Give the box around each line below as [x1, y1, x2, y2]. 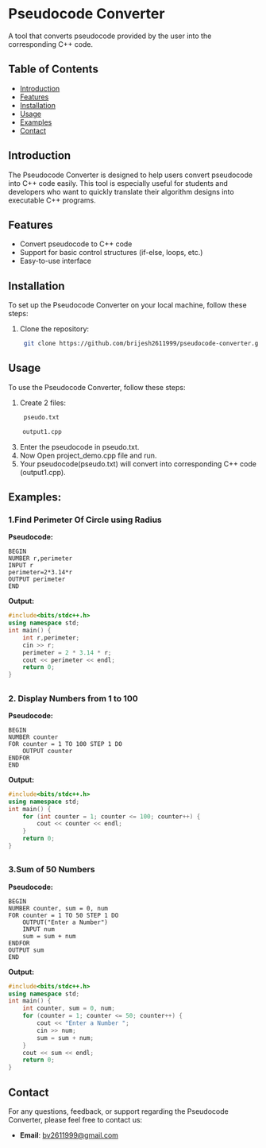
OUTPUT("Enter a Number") [22, 918, 109, 926]
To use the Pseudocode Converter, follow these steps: [8, 382, 186, 392]
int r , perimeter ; [22, 633, 80, 642]
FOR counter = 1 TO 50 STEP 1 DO [8, 911, 119, 919]
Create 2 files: [19, 398, 66, 408]
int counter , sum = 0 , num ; [22, 1004, 115, 1013]
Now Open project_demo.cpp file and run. [19, 450, 157, 460]
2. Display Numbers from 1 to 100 [8, 693, 138, 704]
